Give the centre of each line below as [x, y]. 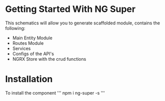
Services [21, 48]
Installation [29, 79]
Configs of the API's [33, 54]
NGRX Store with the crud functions [49, 59]
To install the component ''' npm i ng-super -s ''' [55, 93]
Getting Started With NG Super [70, 9]
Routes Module [28, 43]
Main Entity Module [32, 38]
